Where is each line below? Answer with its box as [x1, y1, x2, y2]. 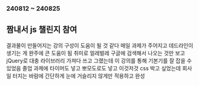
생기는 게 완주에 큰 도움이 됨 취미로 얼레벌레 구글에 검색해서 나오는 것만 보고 [6, 49, 186, 56]
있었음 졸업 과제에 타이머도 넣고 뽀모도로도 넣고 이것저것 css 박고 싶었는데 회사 [6, 64, 192, 72]
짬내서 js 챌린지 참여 [6, 24, 77, 35]
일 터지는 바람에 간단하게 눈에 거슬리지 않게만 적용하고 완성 [6, 72, 145, 80]
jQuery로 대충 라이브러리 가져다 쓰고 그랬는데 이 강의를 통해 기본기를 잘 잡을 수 [6, 56, 192, 64]
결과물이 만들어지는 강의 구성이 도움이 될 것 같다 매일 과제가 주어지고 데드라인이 [6, 41, 194, 49]
